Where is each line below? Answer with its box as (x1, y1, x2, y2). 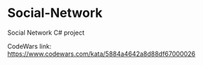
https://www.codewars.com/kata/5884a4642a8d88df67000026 (7, 49, 196, 58)
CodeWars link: (7, 42, 52, 50)
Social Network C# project (7, 28, 85, 37)
